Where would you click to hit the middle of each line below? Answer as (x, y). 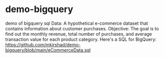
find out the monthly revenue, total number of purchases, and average (79, 34)
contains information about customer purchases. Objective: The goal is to (82, 28)
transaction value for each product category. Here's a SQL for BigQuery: (81, 39)
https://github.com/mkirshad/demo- (43, 44)
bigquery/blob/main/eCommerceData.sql (48, 50)
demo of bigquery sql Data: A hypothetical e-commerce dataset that (77, 23)
